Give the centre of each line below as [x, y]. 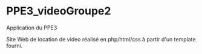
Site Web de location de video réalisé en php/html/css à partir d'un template [101, 39]
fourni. [15, 46]
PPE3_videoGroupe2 [59, 11]
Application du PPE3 [32, 28]
